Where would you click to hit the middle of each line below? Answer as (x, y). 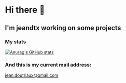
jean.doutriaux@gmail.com (32, 75)
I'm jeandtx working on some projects (63, 28)
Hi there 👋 (25, 10)
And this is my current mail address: (48, 65)
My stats (15, 42)
